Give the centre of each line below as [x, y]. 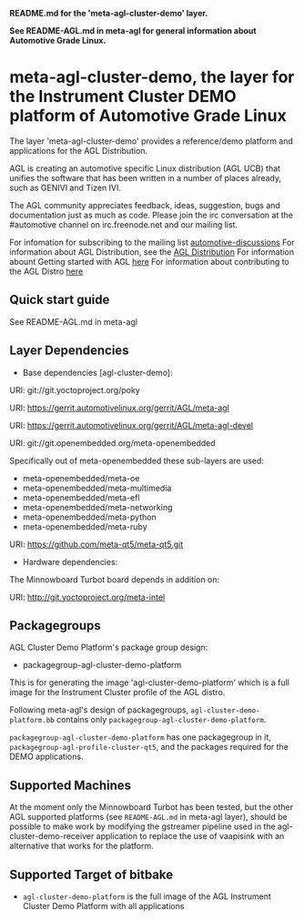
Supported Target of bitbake [91, 874]
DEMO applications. [46, 757]
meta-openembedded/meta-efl [81, 497]
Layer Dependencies [69, 351]
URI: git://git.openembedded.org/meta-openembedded [112, 443]
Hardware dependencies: [70, 561]
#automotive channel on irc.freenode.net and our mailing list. [124, 224]
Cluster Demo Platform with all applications [103, 906]
